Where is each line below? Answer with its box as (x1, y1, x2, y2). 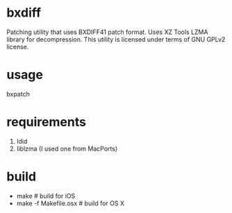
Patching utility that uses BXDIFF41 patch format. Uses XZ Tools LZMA (6, 28, 208, 36)
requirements (6, 114, 86, 130)
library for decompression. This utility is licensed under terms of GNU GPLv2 (6, 35, 226, 43)
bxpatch (6, 90, 31, 98)
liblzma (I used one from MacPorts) (16, 144, 118, 153)
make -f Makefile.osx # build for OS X (16, 199, 125, 207)
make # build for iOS (16, 191, 76, 200)
